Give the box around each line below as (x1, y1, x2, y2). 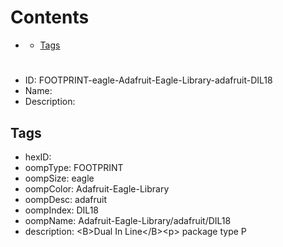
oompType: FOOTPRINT (24, 161, 124, 173)
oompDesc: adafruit (24, 193, 108, 205)
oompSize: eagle (24, 172, 95, 184)
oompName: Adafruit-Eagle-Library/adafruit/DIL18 (24, 214, 232, 226)
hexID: (24, 151, 52, 163)
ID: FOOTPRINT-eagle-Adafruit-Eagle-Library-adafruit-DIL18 (24, 74, 273, 86)
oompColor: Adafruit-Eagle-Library (24, 182, 170, 195)
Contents (10, 6, 90, 29)
